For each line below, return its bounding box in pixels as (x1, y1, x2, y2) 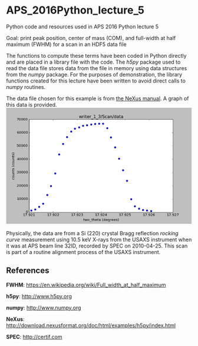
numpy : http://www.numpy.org (6, 304, 81, 311)
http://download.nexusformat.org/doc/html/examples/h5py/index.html (6, 322, 176, 329)
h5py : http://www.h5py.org (6, 292, 72, 299)
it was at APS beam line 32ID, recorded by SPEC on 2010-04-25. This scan (6, 242, 188, 249)
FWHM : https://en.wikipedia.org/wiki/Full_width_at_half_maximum (6, 281, 166, 288)
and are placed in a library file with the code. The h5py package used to (6, 58, 181, 65)
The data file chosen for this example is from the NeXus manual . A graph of (6, 95, 189, 102)
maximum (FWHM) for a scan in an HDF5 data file (6, 41, 127, 48)
